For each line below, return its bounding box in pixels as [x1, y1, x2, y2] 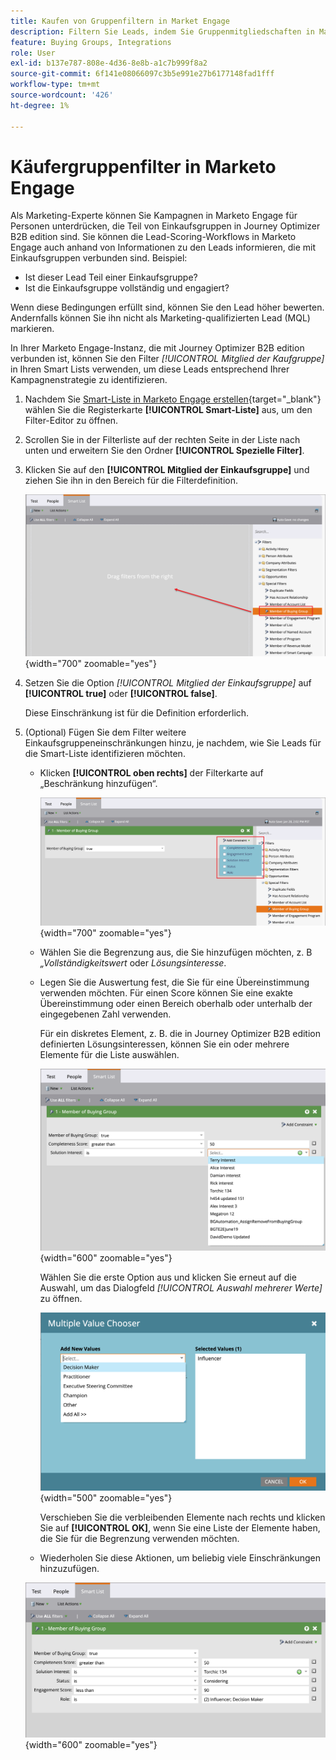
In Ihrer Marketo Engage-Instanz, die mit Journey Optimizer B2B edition [10, 342, 305, 354]
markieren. [10, 323, 55, 335]
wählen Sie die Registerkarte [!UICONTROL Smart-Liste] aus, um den [24, 404, 313, 416]
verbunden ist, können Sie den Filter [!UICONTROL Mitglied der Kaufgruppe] [10, 353, 325, 365]
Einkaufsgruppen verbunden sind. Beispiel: [10, 252, 188, 264]
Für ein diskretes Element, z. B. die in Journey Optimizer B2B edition [39, 1027, 321, 1039]
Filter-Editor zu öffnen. [24, 415, 119, 427]
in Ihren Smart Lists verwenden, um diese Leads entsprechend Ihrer [10, 363, 290, 375]
